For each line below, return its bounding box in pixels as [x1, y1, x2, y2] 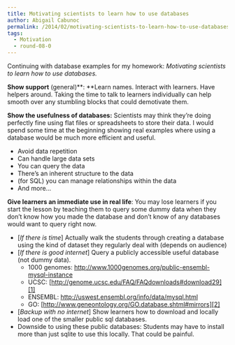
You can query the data [17, 162, 85, 170]
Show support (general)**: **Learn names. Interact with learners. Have [7, 83, 215, 91]
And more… [17, 184, 52, 192]
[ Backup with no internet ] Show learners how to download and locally [17, 308, 219, 316]
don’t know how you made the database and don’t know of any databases [7, 212, 220, 221]
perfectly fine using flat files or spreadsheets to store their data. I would [7, 119, 214, 126]
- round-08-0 [13, 43, 52, 50]
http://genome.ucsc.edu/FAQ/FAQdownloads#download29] [51, 278, 222, 286]
